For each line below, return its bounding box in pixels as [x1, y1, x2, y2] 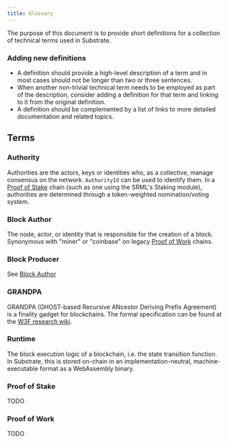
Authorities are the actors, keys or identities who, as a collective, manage [7, 168, 213, 177]
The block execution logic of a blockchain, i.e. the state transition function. [7, 350, 217, 358]
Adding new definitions [7, 53, 87, 62]
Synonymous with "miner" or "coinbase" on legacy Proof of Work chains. [7, 237, 213, 245]
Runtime [7, 334, 36, 344]
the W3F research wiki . [7, 317, 72, 325]
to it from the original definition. [16, 97, 106, 106]
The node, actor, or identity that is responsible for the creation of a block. [7, 230, 213, 238]
